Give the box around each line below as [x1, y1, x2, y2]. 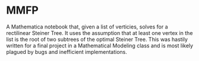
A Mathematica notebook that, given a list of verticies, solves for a [6, 23, 168, 30]
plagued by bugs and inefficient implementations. [6, 48, 128, 55]
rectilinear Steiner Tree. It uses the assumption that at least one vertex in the [6, 29, 193, 36]
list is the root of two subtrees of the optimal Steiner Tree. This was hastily [6, 36, 188, 43]
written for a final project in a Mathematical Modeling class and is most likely [6, 42, 194, 49]
